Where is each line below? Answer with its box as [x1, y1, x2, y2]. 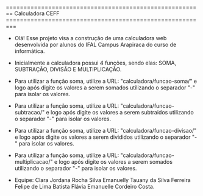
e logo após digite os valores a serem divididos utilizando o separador [14, 133, 191, 141]
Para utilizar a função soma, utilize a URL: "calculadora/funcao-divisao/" [14, 127, 197, 134]
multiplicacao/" [14, 158, 53, 165]
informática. [14, 47, 45, 55]
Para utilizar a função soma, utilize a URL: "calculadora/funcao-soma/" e [14, 77, 198, 85]
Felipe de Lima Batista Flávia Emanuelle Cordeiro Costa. [14, 183, 155, 190]
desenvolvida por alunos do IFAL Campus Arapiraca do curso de [14, 41, 177, 48]
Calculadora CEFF [14, 10, 60, 17]
